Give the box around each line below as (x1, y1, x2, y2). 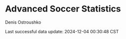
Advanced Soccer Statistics (5, 3, 121, 14)
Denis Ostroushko (5, 19, 42, 25)
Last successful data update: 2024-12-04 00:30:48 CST (5, 28, 119, 34)
